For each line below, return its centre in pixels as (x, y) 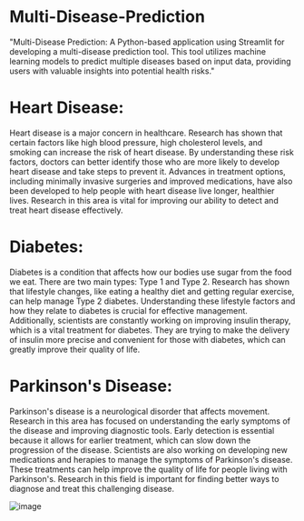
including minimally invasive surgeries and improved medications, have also (151, 181)
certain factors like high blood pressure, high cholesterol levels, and (136, 142)
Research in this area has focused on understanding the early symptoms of (150, 421)
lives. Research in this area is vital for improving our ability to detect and (144, 200)
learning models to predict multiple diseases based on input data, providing (151, 61)
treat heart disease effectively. (66, 210)
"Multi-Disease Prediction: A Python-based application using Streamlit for (147, 42)
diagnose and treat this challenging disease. (92, 488)
